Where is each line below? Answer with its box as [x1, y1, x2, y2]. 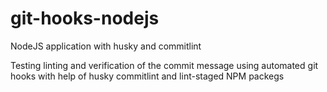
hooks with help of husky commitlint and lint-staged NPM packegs [10, 70, 285, 82]
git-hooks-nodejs [10, 7, 160, 30]
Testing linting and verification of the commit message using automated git [10, 59, 319, 71]
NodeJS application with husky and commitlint [10, 40, 202, 52]
